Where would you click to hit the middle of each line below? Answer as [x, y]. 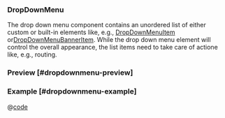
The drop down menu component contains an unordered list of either [107, 25]
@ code [17, 107]
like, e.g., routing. [32, 54]
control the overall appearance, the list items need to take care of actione [112, 47]
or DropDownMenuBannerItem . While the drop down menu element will [109, 40]
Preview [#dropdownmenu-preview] [70, 73]
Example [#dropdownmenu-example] [72, 91]
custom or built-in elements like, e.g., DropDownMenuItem [92, 32]
